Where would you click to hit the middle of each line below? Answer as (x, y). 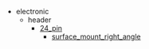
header (39, 20)
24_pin (51, 28)
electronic (32, 11)
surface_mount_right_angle (96, 36)
